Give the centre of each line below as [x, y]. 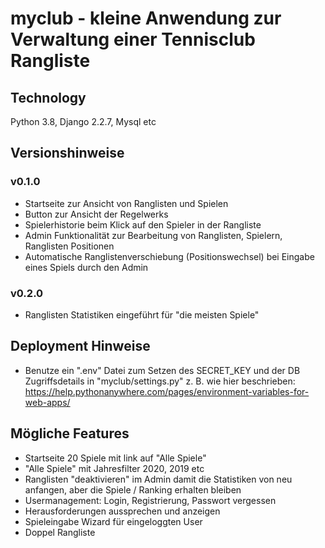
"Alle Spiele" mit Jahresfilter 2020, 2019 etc [114, 468]
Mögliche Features [70, 433]
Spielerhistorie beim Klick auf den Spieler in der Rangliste [143, 224]
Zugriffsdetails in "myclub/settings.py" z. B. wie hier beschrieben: [160, 381]
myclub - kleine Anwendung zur [146, 18]
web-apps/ [47, 402]
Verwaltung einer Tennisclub [133, 39]
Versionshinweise [67, 153]
